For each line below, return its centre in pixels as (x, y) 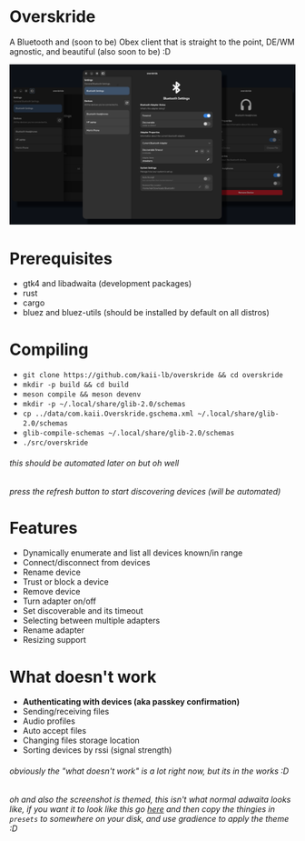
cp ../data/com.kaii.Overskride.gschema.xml (108, 414)
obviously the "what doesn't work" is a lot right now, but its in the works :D (149, 771)
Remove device (51, 592)
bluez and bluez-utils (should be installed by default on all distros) (146, 313)
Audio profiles (49, 721)
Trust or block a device (65, 582)
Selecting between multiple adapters (91, 621)
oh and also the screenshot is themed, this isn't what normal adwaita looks (150, 799)
